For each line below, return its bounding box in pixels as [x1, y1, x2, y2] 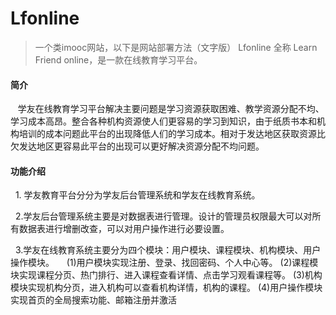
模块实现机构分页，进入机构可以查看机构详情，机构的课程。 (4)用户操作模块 [10, 282, 323, 294]
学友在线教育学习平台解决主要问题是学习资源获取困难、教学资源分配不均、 [17, 103, 325, 115]
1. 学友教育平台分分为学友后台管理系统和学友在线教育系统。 [14, 189, 261, 201]
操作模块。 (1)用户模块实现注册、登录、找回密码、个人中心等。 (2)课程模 [10, 257, 319, 269]
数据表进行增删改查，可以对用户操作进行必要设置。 [18, 223, 230, 235]
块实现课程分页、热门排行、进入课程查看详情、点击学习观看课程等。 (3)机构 [10, 269, 323, 281]
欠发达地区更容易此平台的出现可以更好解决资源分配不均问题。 [10, 140, 265, 152]
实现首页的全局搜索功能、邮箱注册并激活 [10, 294, 177, 306]
